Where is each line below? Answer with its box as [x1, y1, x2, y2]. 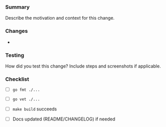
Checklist [5, 76, 29, 83]
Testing [5, 51, 24, 58]
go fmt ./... [12, 87, 40, 92]
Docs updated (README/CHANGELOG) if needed [12, 116, 116, 122]
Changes [5, 28, 28, 35]
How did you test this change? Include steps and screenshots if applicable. [5, 63, 161, 69]
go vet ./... [12, 97, 40, 102]
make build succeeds [12, 106, 57, 112]
